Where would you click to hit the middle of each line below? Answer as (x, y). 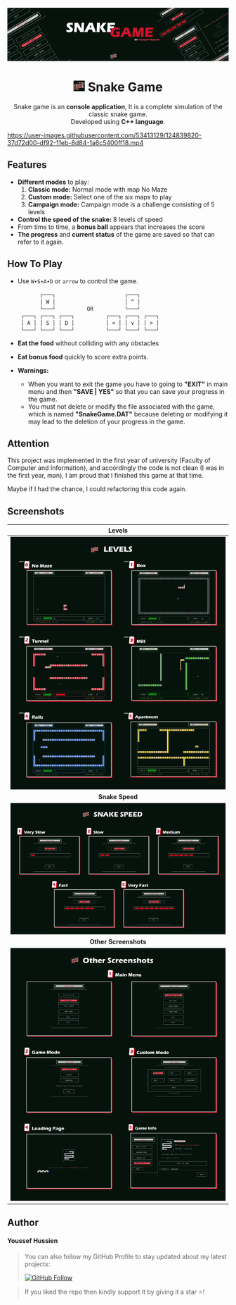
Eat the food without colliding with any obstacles (88, 343)
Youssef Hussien (33, 1240)
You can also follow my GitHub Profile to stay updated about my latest (125, 1256)
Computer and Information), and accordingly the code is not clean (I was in (116, 468)
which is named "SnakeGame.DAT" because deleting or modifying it (128, 414)
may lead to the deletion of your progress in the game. (106, 421)
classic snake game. (118, 114)
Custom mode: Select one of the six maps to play (100, 197)
